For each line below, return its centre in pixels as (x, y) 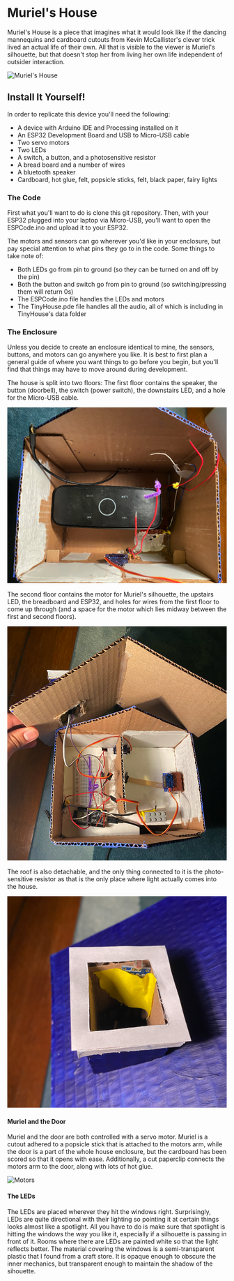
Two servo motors (43, 142)
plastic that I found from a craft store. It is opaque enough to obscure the (112, 1256)
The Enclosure (32, 331)
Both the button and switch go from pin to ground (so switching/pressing (122, 285)
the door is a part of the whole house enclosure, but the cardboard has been (117, 1152)
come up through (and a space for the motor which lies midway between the (117, 609)
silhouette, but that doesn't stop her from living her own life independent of (115, 54)
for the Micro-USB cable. (43, 398)
